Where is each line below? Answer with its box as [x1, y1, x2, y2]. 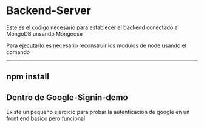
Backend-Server [6, 4, 91, 18]
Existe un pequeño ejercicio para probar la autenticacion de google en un [6, 109, 190, 116]
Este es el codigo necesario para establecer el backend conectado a [6, 24, 178, 31]
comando [6, 48, 30, 55]
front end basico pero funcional [6, 115, 86, 122]
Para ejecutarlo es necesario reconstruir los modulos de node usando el [6, 42, 187, 49]
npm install [6, 72, 50, 82]
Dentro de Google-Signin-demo [6, 92, 129, 103]
